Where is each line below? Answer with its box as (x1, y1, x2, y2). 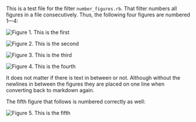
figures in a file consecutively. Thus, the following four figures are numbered (6, 11, 190, 18)
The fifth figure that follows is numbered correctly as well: (6, 98, 146, 105)
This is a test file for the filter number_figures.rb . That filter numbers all (6, 5, 177, 12)
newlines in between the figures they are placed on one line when (6, 80, 165, 87)
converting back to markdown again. (6, 87, 95, 93)
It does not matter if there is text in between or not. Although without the (6, 74, 180, 81)
